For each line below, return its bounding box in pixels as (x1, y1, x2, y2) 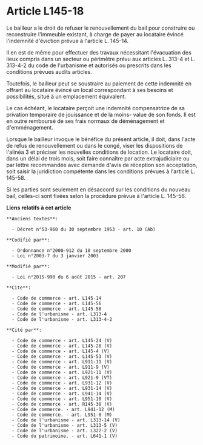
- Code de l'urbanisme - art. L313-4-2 (12, 316, 113, 322)
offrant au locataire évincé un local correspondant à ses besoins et (6, 86, 174, 93)
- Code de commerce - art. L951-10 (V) (12, 395, 113, 402)
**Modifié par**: (6, 263, 50, 269)
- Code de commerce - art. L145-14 (12, 295, 102, 301)
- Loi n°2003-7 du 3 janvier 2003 (12, 252, 99, 259)
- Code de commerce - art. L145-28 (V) (12, 343, 113, 349)
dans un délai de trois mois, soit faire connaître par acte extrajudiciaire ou (6, 154, 190, 162)
